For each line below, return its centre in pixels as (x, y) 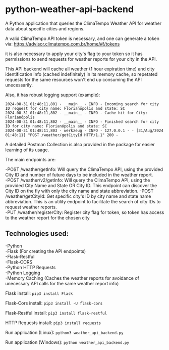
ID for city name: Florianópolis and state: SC (56, 126)
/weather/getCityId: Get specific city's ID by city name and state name (78, 196)
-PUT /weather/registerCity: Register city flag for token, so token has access (85, 212)
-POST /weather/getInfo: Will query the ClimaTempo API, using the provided (84, 169)
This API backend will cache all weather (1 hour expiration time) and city (80, 69)
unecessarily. (19, 85)
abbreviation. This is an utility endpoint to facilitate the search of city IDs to (83, 201)
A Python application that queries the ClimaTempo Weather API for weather (83, 23)
